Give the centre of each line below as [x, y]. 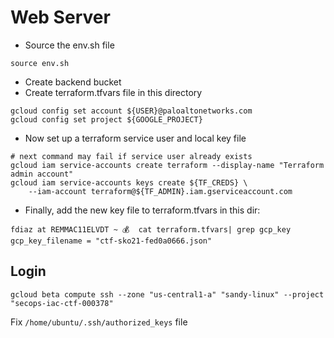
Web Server [60, 17]
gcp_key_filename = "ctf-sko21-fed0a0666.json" [111, 241]
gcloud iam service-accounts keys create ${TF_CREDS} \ [129, 182]
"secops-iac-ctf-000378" [62, 303]
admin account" [42, 174]
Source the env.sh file [69, 45]
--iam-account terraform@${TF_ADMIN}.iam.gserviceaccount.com [160, 191]
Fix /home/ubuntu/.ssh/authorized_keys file [99, 322]
